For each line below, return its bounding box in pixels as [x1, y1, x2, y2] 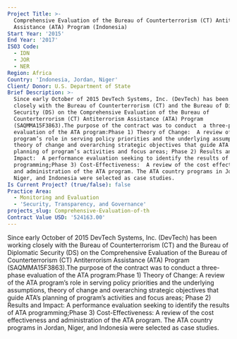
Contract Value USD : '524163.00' [7, 214, 106, 221]
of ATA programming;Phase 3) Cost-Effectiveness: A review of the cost [7, 308, 214, 316]
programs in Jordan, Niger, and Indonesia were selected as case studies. [7, 323, 219, 332]
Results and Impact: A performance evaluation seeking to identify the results [7, 301, 230, 309]
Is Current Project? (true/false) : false [7, 181, 131, 188]
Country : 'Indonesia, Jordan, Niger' [7, 76, 119, 83]
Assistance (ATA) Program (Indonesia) [13, 23, 128, 30]
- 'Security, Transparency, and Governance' [13, 201, 147, 208]
